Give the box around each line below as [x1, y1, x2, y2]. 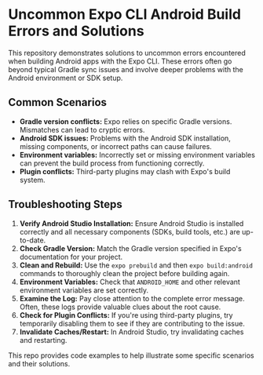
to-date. [19, 235, 46, 245]
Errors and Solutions [8, 22, 144, 40]
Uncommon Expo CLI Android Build [8, 5, 242, 24]
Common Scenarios [8, 96, 108, 109]
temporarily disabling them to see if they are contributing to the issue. [19, 319, 245, 328]
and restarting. [19, 335, 68, 344]
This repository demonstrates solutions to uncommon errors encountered [8, 48, 246, 57]
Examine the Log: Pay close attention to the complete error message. [19, 293, 245, 303]
